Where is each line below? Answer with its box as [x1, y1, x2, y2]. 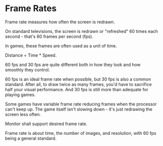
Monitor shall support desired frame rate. [5, 121, 88, 127]
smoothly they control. [5, 66, 50, 73]
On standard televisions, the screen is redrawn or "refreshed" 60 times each [5, 28, 158, 34]
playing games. [5, 92, 36, 97]
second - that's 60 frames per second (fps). [5, 33, 93, 39]
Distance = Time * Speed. [5, 52, 57, 58]
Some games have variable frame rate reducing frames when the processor [5, 101, 157, 107]
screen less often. [5, 111, 41, 117]
